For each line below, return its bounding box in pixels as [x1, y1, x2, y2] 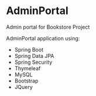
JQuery [14, 83, 33, 90]
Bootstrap [14, 77, 39, 84]
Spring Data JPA [14, 52, 54, 59]
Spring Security [14, 59, 53, 66]
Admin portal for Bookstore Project [6, 23, 90, 30]
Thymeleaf [14, 64, 41, 71]
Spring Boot [14, 46, 44, 53]
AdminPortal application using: [6, 35, 80, 42]
